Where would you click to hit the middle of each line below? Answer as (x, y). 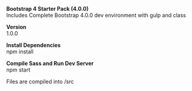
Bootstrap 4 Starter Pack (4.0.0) (48, 9)
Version (16, 27)
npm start (18, 70)
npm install (20, 52)
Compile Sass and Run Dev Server (50, 63)
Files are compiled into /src (40, 82)
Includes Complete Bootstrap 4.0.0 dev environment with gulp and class (96, 15)
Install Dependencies (34, 45)
